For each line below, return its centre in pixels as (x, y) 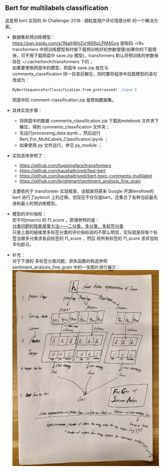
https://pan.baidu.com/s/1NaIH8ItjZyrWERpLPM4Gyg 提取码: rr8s (78, 43)
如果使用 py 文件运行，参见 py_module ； (61, 145)
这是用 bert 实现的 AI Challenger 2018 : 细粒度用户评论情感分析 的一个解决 (80, 20)
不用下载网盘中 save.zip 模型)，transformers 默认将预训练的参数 (90, 55)
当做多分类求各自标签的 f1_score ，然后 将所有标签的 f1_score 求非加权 (87, 238)
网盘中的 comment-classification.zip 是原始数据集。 (64, 99)
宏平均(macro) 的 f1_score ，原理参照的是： (56, 220)
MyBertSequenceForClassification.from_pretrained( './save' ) (74, 90)
